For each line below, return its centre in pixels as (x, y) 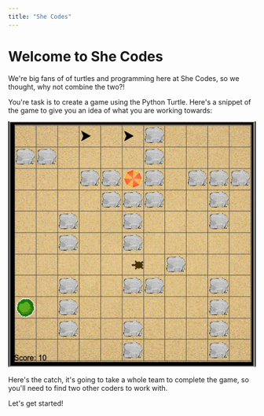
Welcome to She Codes (86, 56)
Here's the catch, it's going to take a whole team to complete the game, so (129, 379)
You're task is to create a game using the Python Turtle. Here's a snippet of (130, 101)
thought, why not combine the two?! (66, 87)
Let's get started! (36, 403)
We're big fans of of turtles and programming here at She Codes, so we (124, 78)
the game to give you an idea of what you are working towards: (110, 110)
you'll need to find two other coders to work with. (88, 388)
